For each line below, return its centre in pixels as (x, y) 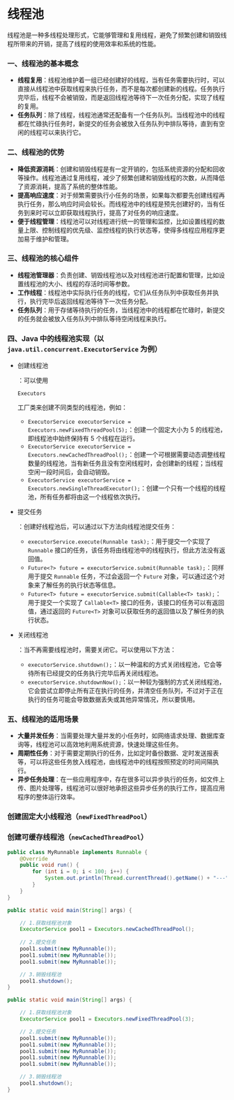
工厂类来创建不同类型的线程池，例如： (72, 408)
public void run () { (49, 865)
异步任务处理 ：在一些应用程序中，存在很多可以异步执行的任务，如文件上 (121, 779)
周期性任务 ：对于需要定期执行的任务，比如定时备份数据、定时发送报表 (118, 753)
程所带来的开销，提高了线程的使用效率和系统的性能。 (84, 43)
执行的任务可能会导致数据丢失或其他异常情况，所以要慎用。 (113, 700)
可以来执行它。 (63, 133)
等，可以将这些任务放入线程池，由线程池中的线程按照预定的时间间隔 (115, 762)
